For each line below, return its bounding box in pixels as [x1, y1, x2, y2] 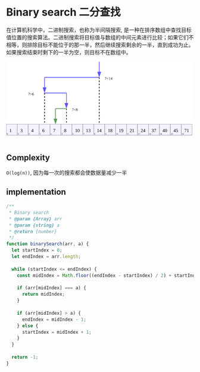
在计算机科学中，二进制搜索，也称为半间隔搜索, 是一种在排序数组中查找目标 [6, 26, 192, 33]
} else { [17, 323, 39, 328]
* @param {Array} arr [8, 216, 62, 222]
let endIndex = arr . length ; [11, 254, 82, 260]
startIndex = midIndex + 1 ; [21, 329, 92, 335]
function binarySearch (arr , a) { [6, 241, 89, 247]
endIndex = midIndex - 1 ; [21, 317, 86, 323]
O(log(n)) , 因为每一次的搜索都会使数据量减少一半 [6, 169, 127, 176]
